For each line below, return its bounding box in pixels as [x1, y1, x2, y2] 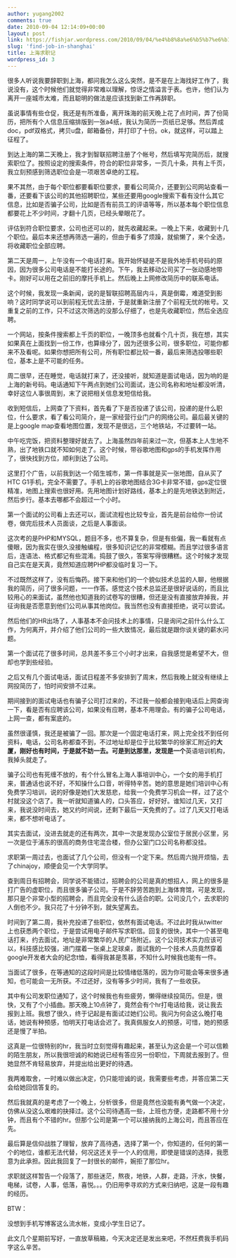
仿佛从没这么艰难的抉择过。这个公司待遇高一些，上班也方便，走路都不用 [7, 1106, 216, 1115]
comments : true [7, 17, 52, 24]
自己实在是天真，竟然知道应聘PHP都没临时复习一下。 [7, 560, 162, 569]
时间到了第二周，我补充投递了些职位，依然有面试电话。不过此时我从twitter [7, 918, 223, 926]
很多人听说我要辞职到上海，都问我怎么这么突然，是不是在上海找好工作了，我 [7, 76, 229, 84]
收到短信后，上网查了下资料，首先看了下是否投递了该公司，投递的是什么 [7, 403, 216, 412]
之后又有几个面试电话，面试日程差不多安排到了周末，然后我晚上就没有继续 [7, 673, 223, 681]
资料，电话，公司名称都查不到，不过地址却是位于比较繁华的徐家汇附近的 [7, 737, 216, 746]
